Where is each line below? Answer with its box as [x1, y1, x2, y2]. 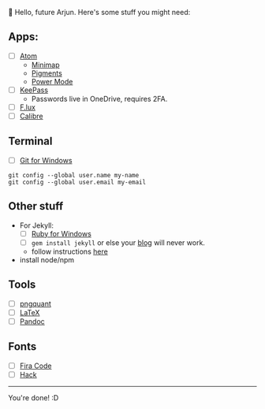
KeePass [19, 85, 49, 95]
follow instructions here [31, 247, 108, 256]
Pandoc [19, 316, 45, 326]
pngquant [19, 299, 51, 308]
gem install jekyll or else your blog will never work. [31, 237, 205, 247]
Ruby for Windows [31, 229, 92, 238]
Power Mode [31, 76, 73, 86]
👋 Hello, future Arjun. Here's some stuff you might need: [8, 8, 191, 17]
